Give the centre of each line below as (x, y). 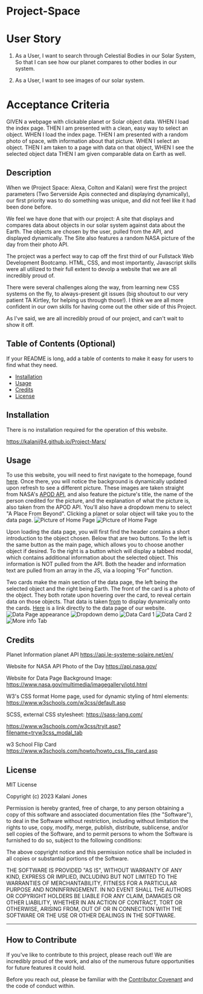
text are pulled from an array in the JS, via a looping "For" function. (90, 571)
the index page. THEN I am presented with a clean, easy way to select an (97, 128)
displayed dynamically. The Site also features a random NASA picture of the (101, 238)
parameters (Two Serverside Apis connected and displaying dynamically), (98, 194)
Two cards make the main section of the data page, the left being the (92, 582)
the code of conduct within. (40, 986)
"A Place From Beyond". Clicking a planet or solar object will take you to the (100, 514)
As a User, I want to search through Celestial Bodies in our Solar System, (105, 56)
